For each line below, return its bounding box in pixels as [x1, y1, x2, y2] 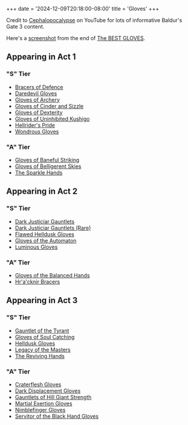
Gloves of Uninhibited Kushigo [14, 115, 90, 122]
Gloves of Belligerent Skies [14, 163, 82, 170]
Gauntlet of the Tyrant [14, 327, 69, 334]
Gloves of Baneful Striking [14, 156, 80, 163]
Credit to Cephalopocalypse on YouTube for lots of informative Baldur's [6, 17, 183, 23]
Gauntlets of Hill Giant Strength [14, 393, 92, 400]
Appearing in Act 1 [6, 52, 76, 62]
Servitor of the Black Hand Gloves [14, 412, 99, 420]
